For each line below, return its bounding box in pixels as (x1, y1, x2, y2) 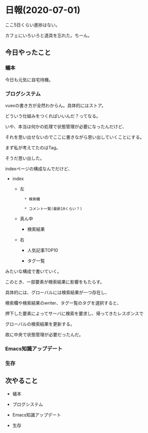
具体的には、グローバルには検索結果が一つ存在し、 (5, 289, 110, 295)
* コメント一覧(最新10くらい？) (24, 206, 82, 211)
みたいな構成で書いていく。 (5, 268, 62, 274)
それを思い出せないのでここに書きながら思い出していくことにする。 (5, 134, 145, 140)
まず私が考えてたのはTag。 (5, 144, 61, 150)
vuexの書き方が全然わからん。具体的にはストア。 (5, 102, 106, 108)
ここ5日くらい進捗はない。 (5, 22, 61, 28)
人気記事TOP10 (27, 247, 59, 253)
